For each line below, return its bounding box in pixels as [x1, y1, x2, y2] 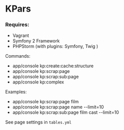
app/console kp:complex [12, 79, 65, 85]
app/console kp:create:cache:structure [12, 63, 94, 69]
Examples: [5, 89, 27, 95]
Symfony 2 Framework [12, 38, 60, 44]
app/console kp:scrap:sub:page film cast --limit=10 [12, 109, 119, 115]
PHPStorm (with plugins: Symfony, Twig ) [12, 44, 98, 50]
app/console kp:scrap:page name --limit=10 [12, 104, 104, 110]
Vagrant [12, 32, 29, 38]
